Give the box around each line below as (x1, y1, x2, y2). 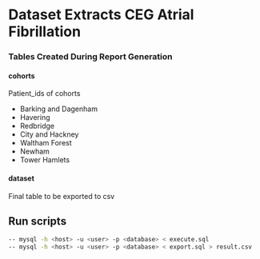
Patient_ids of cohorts (8, 89, 81, 98)
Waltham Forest (19, 138, 72, 148)
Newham (19, 146, 50, 157)
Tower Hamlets (19, 155, 70, 165)
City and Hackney (19, 129, 79, 139)
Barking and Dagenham (19, 104, 98, 114)
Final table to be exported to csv (8, 191, 115, 201)
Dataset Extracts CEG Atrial (8, 6, 194, 24)
